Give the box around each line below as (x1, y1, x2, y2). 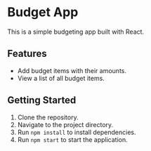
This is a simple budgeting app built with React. (7, 27, 145, 36)
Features (7, 48, 47, 60)
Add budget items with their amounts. (17, 66, 127, 74)
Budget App (7, 4, 79, 20)
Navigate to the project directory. (17, 120, 114, 129)
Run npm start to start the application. (17, 135, 128, 144)
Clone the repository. (17, 113, 79, 122)
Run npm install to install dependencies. (17, 128, 136, 136)
